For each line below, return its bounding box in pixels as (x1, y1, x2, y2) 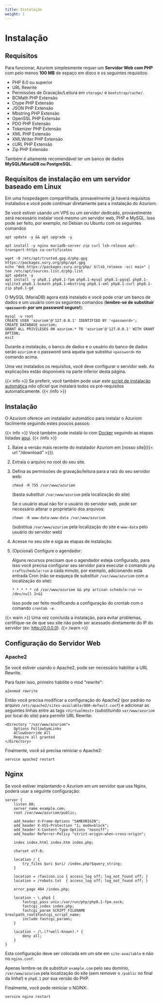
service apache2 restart (5, 757, 55, 762)
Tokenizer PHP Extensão (12, 126, 61, 132)
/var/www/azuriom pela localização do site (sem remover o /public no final (5, 970, 153, 976)
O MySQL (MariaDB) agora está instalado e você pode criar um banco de (5, 294, 151, 300)
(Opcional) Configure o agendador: (12, 548, 82, 554)
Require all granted (14, 735, 55, 739)
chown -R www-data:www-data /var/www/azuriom (12, 516, 105, 520)
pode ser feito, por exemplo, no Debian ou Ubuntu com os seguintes (5, 220, 141, 226)
